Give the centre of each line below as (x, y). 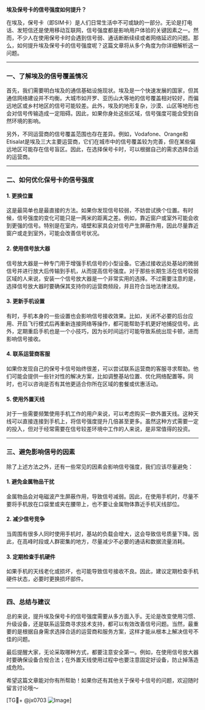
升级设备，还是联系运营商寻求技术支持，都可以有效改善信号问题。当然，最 (100, 624)
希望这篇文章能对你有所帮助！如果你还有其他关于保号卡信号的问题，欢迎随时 (103, 681)
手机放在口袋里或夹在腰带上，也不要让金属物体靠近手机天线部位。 (100, 504)
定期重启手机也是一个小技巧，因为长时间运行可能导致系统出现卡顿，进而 (108, 331)
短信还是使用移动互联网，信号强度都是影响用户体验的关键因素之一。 (108, 30)
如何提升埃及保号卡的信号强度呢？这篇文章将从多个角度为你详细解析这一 (108, 45)
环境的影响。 (27, 121)
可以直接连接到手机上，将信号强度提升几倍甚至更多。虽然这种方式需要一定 (105, 421)
